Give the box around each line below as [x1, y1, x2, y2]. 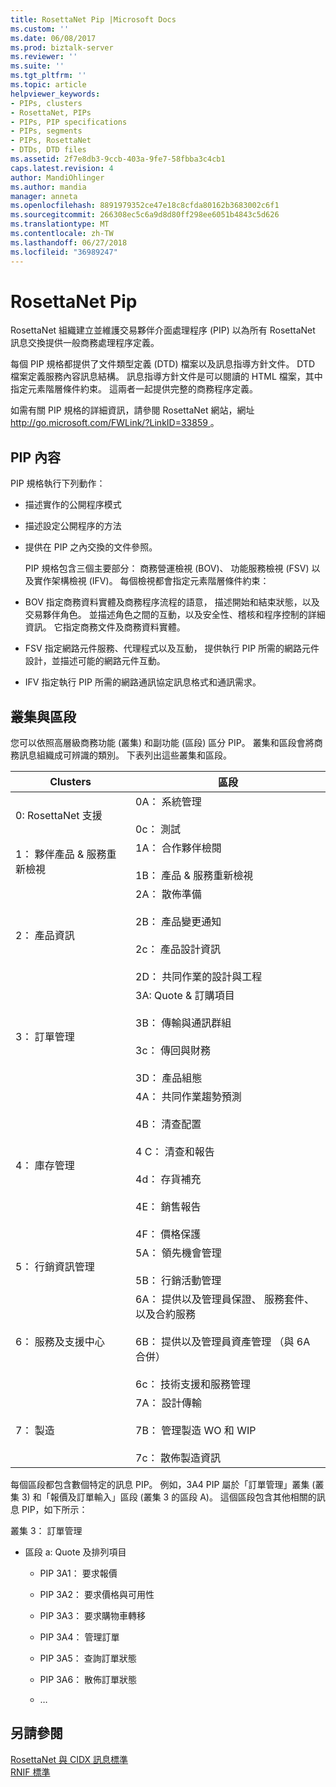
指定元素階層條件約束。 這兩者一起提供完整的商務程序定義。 [10, 383, 258, 395]
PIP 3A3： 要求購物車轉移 [39, 1610, 147, 1622]
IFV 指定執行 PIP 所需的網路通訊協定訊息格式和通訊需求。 [24, 676, 262, 688]
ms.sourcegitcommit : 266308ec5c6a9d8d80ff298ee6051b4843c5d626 [10, 210, 280, 220]
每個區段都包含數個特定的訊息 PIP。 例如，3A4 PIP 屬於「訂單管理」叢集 [10, 1479, 310, 1491]
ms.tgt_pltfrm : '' [10, 71, 87, 81]
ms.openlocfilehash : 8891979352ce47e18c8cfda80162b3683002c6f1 [10, 201, 280, 211]
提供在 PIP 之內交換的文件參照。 [24, 541, 158, 553]
